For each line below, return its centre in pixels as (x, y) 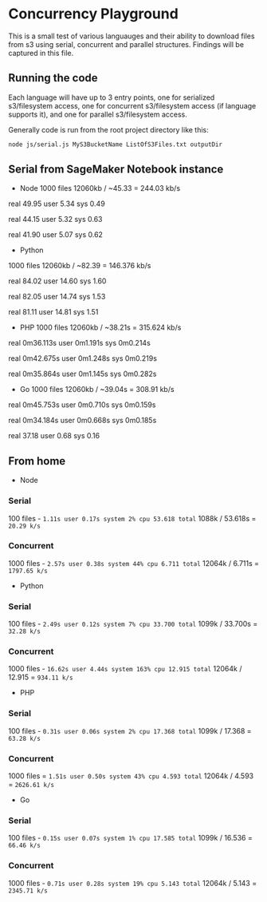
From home (37, 461)
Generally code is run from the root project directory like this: (108, 129)
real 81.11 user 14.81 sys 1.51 (53, 312)
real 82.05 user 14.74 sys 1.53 (57, 297)
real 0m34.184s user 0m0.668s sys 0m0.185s (82, 421)
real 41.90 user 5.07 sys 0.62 (56, 235)
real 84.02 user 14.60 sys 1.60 (57, 281)
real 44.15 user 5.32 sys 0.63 (55, 220)
